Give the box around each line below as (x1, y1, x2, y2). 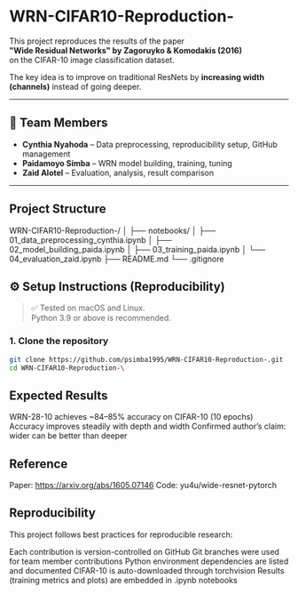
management (21, 148, 71, 159)
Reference (9, 456, 68, 471)
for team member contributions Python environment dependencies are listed (9, 556, 289, 566)
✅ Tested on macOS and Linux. (30, 302, 145, 313)
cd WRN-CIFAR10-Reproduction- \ (9, 363, 125, 373)
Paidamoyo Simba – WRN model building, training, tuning (21, 157, 232, 168)
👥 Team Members (9, 116, 108, 131)
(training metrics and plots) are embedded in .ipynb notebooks (9, 574, 238, 585)
